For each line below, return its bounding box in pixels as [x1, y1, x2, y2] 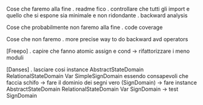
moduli [6, 54, 24, 61]
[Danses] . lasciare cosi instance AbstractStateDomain [6, 66, 144, 73]
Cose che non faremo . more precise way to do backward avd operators [6, 36, 188, 42]
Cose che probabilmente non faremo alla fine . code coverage [6, 24, 163, 31]
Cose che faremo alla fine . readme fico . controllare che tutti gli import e [6, 6, 190, 12]
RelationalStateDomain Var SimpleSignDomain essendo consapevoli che [6, 72, 189, 79]
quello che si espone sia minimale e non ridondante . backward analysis [6, 12, 188, 19]
